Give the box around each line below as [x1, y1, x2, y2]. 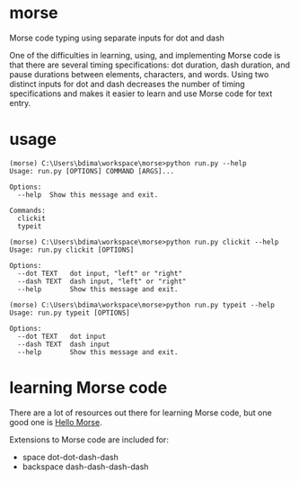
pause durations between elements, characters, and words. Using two [9, 68, 269, 79]
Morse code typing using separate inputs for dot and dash [9, 32, 224, 43]
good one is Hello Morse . [9, 416, 102, 427]
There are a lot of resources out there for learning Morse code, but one [9, 407, 272, 418]
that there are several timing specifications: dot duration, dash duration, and [9, 59, 290, 70]
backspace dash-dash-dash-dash [22, 461, 149, 472]
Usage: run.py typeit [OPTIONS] [9, 308, 130, 317]
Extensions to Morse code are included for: [9, 434, 169, 445]
